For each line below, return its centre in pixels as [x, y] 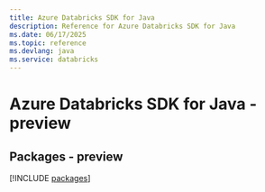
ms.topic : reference [48, 43]
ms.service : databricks [54, 59]
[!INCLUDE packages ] [50, 178]
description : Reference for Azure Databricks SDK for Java [123, 26]
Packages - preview [66, 156]
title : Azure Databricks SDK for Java [82, 18]
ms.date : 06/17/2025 [48, 34]
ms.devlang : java [42, 51]
